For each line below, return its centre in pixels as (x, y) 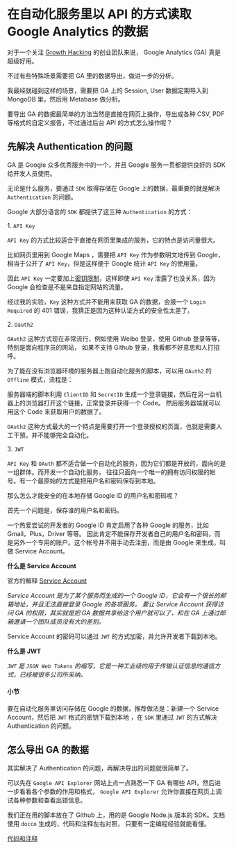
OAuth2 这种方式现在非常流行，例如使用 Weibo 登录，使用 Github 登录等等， (115, 339)
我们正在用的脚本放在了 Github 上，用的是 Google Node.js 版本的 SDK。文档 (116, 815)
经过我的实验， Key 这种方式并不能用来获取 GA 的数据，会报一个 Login (107, 301)
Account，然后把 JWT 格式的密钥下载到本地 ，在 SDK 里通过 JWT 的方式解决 (112, 717)
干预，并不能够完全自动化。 (52, 435)
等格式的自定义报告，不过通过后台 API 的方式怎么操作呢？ (90, 122)
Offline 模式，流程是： (41, 379)
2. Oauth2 (20, 324)
